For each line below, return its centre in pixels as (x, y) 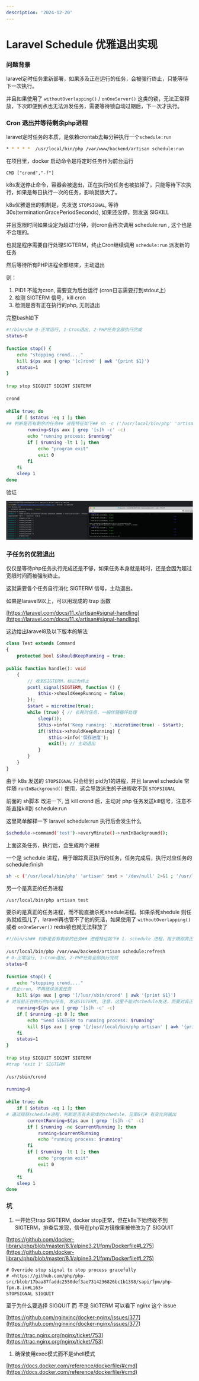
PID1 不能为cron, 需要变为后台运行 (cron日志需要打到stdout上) (90, 290)
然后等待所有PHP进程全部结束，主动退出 (56, 265)
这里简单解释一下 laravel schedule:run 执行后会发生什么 (74, 821)
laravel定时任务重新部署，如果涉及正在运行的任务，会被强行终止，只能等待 (97, 79)
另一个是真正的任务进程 (35, 888)
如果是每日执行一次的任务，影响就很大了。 (68, 192)
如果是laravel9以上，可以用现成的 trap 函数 (59, 601)
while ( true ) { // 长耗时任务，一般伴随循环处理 (82, 713)
